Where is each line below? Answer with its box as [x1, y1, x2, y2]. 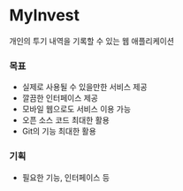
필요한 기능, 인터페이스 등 [21, 172, 111, 182]
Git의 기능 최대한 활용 [21, 126, 97, 137]
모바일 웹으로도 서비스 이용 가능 [21, 103, 131, 115]
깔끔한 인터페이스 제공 [21, 93, 99, 103]
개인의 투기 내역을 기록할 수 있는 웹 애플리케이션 [9, 35, 175, 46]
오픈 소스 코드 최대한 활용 [21, 115, 111, 126]
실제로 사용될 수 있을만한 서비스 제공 [21, 81, 148, 93]
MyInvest [9, 5, 80, 26]
